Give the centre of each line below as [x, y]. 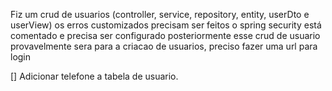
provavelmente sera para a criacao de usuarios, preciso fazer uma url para [164, 46]
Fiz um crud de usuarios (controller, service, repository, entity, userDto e [160, 14]
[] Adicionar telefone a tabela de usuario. [94, 76]
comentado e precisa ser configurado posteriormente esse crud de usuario [165, 35]
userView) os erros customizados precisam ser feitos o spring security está [166, 25]
